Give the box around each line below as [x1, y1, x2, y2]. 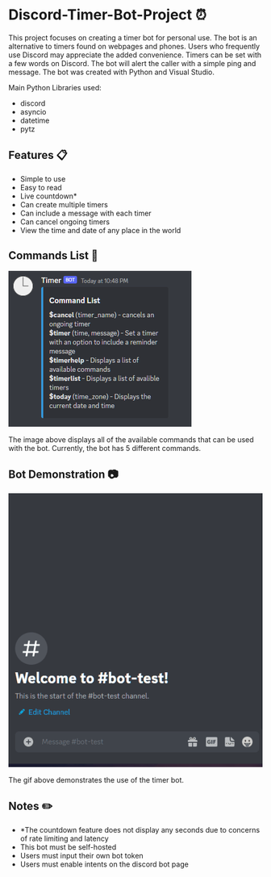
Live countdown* [19, 191, 77, 201]
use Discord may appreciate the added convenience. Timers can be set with [8, 50, 262, 60]
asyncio [19, 106, 47, 116]
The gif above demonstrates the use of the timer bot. [8, 775, 184, 785]
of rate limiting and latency [19, 833, 109, 843]
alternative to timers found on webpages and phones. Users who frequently [8, 41, 261, 51]
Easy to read [19, 182, 62, 192]
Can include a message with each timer [19, 208, 152, 218]
